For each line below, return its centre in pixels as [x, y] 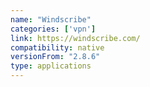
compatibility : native [57, 47]
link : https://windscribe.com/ [75, 38]
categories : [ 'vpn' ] [53, 29]
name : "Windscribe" [51, 19]
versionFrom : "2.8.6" [55, 57]
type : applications [51, 66]
